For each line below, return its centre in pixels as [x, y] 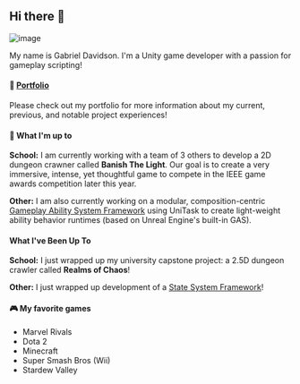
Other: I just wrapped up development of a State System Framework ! [137, 287]
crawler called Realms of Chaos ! [70, 270]
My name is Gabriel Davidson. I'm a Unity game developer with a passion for [150, 55]
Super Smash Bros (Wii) [66, 360]
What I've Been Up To [50, 240]
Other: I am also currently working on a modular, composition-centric [137, 201]
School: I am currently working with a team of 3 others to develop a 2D [140, 155]
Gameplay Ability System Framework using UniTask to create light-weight [145, 210]
